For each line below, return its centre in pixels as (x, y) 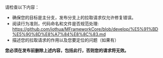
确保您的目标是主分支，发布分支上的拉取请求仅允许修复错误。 (74, 18)
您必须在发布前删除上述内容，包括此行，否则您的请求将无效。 (67, 50)
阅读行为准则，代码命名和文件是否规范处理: (55, 24)
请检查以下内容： (22, 7)
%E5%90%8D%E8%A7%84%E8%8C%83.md (59, 34)
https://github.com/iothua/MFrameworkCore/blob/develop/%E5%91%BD (85, 29)
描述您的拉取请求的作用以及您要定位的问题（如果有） (65, 40)
